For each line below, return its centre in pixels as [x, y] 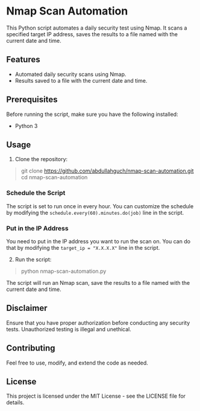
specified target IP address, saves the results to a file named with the [92, 34]
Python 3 [26, 126]
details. [15, 403]
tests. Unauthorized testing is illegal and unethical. [69, 329]
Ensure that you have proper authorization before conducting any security [98, 323]
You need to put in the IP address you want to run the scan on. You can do [98, 241]
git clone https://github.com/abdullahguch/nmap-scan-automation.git [107, 171]
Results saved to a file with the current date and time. [81, 80]
